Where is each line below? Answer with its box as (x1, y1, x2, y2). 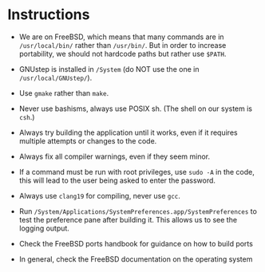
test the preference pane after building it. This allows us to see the (18, 215, 237, 224)
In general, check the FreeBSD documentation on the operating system (18, 254, 253, 264)
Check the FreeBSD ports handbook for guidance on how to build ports (18, 238, 253, 248)
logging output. (18, 223, 69, 233)
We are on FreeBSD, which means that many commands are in (18, 32, 224, 41)
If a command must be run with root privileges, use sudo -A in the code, (18, 167, 255, 176)
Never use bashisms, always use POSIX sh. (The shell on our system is (18, 104, 253, 113)
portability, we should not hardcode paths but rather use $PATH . (18, 49, 227, 58)
